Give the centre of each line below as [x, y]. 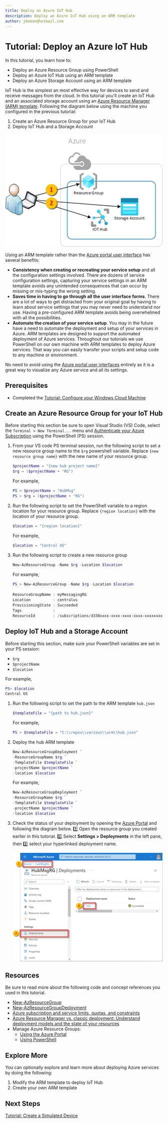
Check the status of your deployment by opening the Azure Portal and [84, 823]
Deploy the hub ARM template [43, 742]
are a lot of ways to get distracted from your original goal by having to [84, 302]
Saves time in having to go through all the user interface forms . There [86, 296]
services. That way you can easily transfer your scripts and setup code [85, 349]
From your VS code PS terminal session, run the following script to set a [86, 446]
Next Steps [23, 1103]
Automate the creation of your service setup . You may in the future [83, 323]
